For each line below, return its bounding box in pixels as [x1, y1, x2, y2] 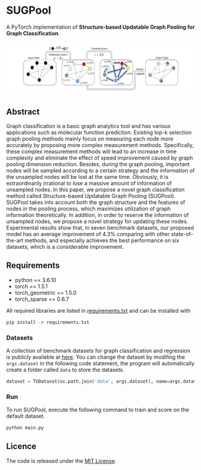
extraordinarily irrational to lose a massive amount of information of [6, 179, 172, 187]
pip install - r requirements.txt [6, 319, 90, 325]
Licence [6, 441, 37, 451]
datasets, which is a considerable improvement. [6, 243, 124, 250]
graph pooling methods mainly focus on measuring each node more [6, 135, 173, 142]
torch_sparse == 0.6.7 [14, 295, 69, 303]
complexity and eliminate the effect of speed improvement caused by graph [6, 154, 193, 161]
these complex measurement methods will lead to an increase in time [6, 148, 177, 155]
